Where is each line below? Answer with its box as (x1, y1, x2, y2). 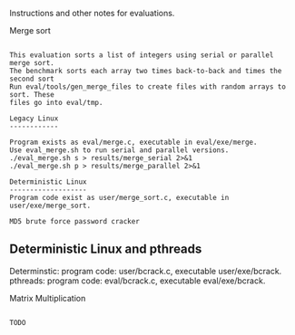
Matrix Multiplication (9, 292, 86, 303)
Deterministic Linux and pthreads (9, 242, 202, 257)
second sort (9, 74, 54, 83)
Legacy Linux (9, 114, 59, 123)
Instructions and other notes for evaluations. (9, 8, 175, 18)
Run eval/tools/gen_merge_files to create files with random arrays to (9, 82, 286, 91)
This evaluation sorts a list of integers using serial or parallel (9, 51, 274, 60)
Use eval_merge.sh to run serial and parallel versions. (9, 146, 230, 155)
